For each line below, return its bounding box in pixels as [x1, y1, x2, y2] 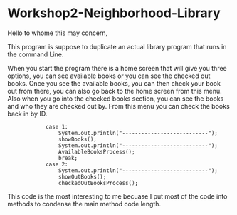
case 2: [45, 161, 69, 168]
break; [58, 154, 78, 161]
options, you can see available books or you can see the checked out [7, 71, 211, 80]
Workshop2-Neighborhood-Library [7, 5, 221, 21]
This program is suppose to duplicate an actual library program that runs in [7, 42, 227, 51]
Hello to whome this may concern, [7, 29, 108, 37]
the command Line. [7, 50, 64, 59]
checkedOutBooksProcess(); [58, 179, 139, 186]
